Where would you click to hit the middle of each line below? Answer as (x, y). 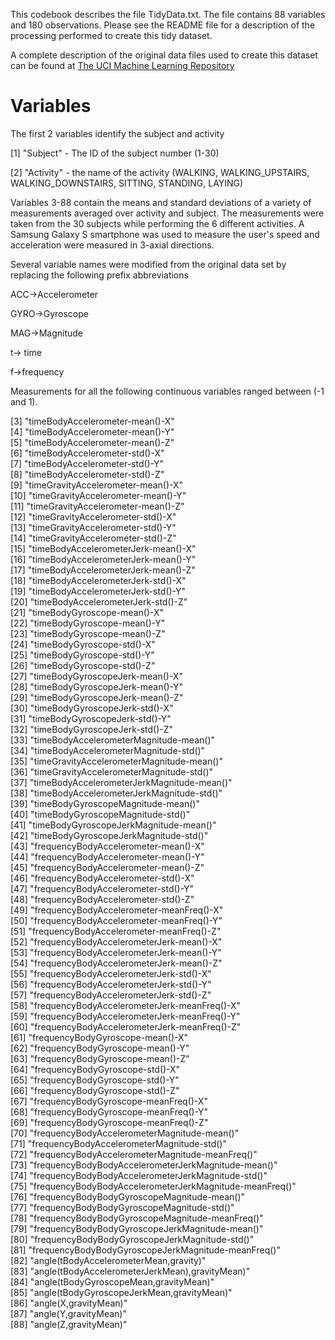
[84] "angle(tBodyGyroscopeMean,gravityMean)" (112, 1281)
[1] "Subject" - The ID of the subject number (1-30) (115, 153)
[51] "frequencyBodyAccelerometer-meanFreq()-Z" (116, 931)
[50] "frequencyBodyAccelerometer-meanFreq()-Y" (116, 920)
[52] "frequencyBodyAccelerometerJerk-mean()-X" (116, 941)
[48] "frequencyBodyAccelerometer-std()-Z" (102, 899)
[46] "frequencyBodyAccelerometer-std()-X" (102, 878)
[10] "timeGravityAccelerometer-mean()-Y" (98, 495)
